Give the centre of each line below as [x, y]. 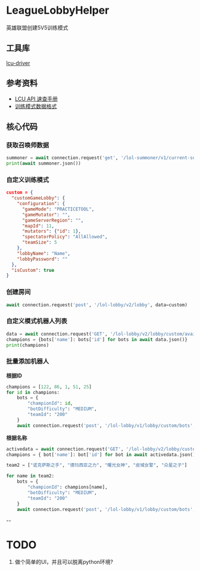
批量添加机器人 [28, 361]
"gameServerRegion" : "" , [53, 220]
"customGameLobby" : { [38, 198]
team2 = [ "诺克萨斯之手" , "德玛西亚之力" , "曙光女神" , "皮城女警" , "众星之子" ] [97, 466]
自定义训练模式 [28, 179]
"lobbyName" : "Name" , [43, 253]
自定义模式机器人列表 [37, 321]
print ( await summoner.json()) [44, 164]
